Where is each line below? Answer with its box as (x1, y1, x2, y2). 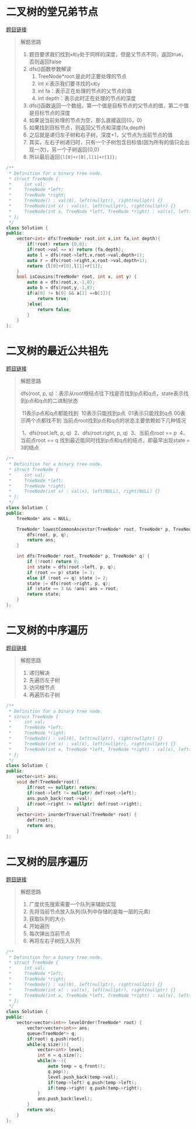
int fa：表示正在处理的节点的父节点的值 (37, 87, 132, 94)
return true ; (37, 295, 69, 302)
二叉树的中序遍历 (6, 624, 89, 637)
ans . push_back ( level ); (37, 1096, 93, 1102)
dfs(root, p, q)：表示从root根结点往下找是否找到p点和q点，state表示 (20, 390, 184, 397)
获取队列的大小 (29, 915, 65, 922)
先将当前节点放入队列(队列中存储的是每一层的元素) (29, 908, 150, 915)
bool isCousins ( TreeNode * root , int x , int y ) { (16, 274, 137, 280)
